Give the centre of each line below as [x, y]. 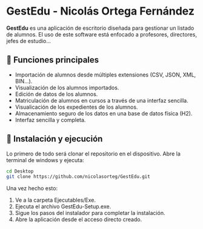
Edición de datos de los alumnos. [56, 94]
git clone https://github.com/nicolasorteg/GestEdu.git [78, 177]
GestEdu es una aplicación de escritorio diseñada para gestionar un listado [100, 28]
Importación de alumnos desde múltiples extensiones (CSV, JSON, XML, [105, 75]
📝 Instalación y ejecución [55, 139]
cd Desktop [20, 171]
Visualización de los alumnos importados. [67, 87]
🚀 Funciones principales [53, 60]
